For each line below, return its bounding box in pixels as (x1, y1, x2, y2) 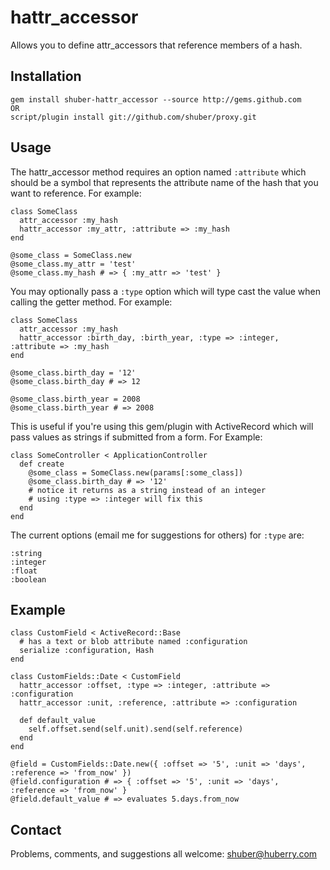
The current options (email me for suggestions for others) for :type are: (10, 529, 305, 541)
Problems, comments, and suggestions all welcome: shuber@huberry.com (10, 848, 318, 860)
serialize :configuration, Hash (19, 646, 155, 656)
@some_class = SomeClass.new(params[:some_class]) (28, 467, 244, 478)
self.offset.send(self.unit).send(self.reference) (28, 724, 244, 735)
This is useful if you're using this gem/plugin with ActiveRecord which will (10, 420, 314, 432)
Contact (10, 821, 62, 838)
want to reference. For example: (10, 187, 142, 199)
